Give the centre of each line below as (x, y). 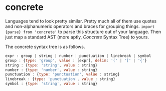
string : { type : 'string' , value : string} (51, 65)
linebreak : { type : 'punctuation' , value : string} (60, 79)
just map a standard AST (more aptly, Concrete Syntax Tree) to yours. (77, 37)
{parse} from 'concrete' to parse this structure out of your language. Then (83, 31)
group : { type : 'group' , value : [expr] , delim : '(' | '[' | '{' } (76, 60)
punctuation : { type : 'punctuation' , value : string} (63, 74)
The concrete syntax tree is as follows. (45, 46)
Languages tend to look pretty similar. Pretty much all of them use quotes (81, 21)
